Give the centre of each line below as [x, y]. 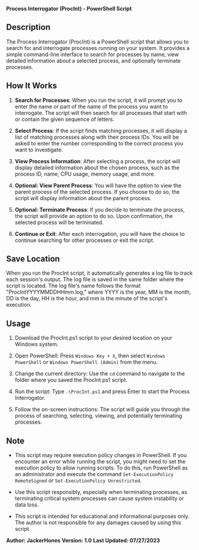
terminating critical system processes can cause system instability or [99, 498]
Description [28, 27]
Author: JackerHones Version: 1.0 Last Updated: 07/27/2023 [83, 540]
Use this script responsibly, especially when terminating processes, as [101, 492]
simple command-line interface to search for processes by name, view [93, 54]
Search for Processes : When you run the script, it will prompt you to [99, 100]
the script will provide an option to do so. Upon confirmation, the [94, 216]
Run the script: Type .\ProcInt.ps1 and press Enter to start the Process [102, 391]
